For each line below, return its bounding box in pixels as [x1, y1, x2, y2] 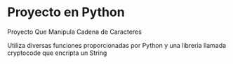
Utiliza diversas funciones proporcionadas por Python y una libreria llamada [7, 41, 227, 49]
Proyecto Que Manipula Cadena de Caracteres [7, 27, 142, 36]
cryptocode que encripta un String [7, 49, 107, 57]
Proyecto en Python [7, 4, 125, 20]
